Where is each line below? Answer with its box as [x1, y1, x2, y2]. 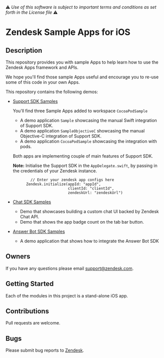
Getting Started [5, 280, 54, 288]
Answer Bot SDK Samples [12, 228, 65, 234]
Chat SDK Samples [12, 199, 51, 205]
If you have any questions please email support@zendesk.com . [5, 265, 134, 271]
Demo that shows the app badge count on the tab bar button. [20, 219, 144, 225]
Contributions [5, 307, 49, 316]
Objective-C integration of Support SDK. [20, 133, 102, 139]
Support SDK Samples [12, 98, 58, 104]
